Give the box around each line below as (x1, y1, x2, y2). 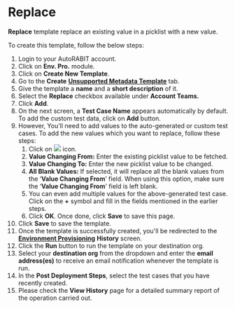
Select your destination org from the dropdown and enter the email (17, 249, 213, 257)
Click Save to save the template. (17, 219, 111, 228)
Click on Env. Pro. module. (17, 62, 95, 70)
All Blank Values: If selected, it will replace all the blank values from (28, 167, 225, 175)
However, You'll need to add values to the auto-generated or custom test (17, 121, 228, 130)
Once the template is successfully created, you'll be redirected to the (17, 226, 218, 235)
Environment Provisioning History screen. (17, 234, 143, 242)
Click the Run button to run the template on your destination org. (17, 241, 205, 249)
